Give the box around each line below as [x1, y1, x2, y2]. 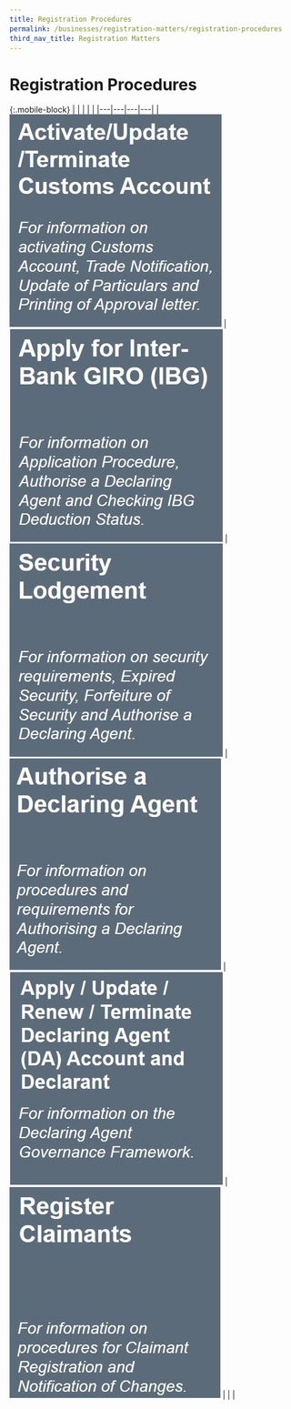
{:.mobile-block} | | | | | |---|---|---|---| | [9, 105, 159, 116]
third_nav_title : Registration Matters [9, 34, 161, 43]
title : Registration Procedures [9, 15, 132, 24]
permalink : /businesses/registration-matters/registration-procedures [9, 24, 283, 34]
